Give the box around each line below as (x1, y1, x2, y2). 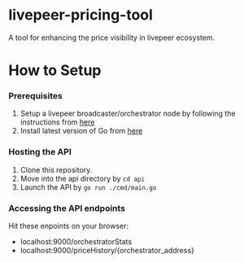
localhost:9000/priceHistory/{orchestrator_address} (20, 246, 195, 256)
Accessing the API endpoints (8, 202, 126, 213)
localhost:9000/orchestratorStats (20, 237, 133, 247)
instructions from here (20, 117, 95, 127)
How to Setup (8, 61, 102, 80)
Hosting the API (8, 147, 72, 158)
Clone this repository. (20, 164, 93, 174)
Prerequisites (8, 90, 63, 102)
